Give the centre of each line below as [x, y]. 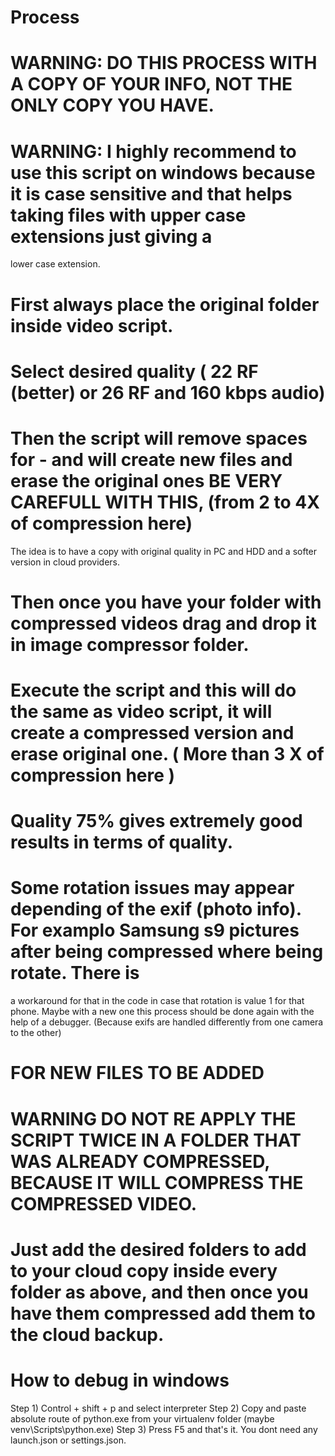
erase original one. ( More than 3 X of [167, 754]
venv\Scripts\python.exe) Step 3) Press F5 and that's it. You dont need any [164, 1429]
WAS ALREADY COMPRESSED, [140, 1161]
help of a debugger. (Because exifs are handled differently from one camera [167, 1022]
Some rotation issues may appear [152, 888]
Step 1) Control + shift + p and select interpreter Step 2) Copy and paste [158, 1408]
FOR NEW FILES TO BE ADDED [137, 1073]
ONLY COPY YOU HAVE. [112, 105]
